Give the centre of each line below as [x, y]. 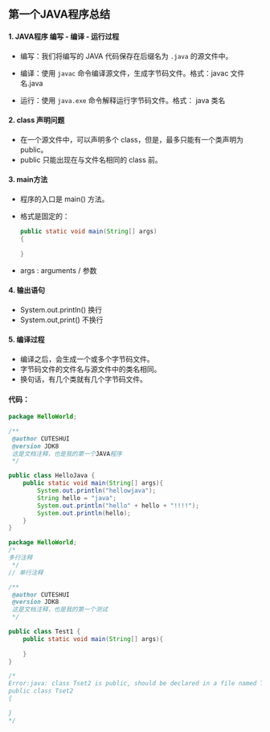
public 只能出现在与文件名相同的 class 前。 [91, 159]
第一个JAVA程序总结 [59, 14]
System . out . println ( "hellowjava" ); [97, 491]
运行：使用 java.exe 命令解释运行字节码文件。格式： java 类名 [123, 100]
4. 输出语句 [27, 290]
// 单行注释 [26, 573]
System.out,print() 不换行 [61, 320]
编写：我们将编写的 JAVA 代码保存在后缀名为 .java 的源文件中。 [126, 56]
